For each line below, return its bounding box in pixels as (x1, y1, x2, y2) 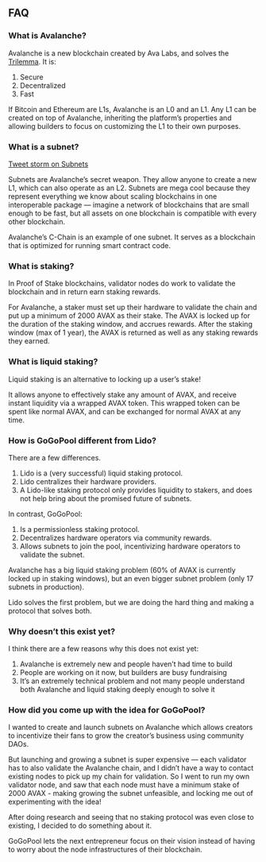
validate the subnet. (19, 549, 85, 559)
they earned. (8, 336, 50, 346)
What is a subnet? (8, 141, 79, 152)
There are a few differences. (8, 452, 102, 462)
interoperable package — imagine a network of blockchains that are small (8, 200, 249, 209)
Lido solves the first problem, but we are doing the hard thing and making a (8, 597, 254, 607)
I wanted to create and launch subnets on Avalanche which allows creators (8, 723, 253, 732)
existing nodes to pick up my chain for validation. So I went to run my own (8, 771, 250, 782)
